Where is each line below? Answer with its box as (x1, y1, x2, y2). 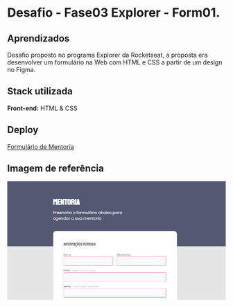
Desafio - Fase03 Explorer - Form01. (7, 5, 221, 21)
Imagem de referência (7, 163, 104, 175)
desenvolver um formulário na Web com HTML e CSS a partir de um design (7, 58, 223, 67)
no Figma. (7, 66, 36, 73)
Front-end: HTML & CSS (7, 104, 78, 112)
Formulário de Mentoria (7, 142, 74, 150)
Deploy (7, 124, 39, 136)
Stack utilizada (7, 85, 73, 98)
